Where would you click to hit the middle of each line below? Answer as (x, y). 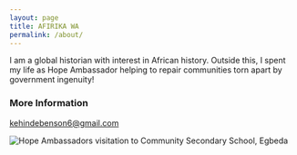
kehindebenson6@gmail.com (64, 122)
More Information (49, 103)
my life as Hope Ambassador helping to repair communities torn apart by (146, 70)
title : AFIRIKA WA (44, 26)
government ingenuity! (52, 80)
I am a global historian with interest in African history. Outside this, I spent (148, 61)
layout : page (34, 18)
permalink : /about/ (46, 34)
